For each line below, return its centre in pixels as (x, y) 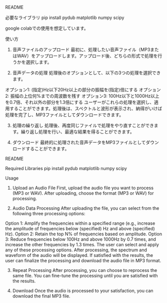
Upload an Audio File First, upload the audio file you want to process (83, 188)
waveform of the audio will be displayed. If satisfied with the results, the (79, 255)
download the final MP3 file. (41, 296)
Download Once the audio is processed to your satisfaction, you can (83, 291)
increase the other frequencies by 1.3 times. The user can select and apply (82, 245)
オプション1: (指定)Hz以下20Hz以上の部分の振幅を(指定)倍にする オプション (83, 90)
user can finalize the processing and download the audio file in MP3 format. (83, 261)
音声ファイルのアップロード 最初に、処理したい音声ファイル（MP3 (81, 49)
